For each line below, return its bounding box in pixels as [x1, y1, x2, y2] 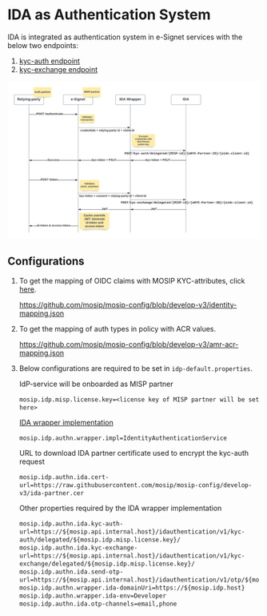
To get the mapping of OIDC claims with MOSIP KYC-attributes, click [18, 276, 245, 285]
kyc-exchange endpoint [18, 64, 98, 74]
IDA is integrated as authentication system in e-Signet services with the [7, 32, 243, 42]
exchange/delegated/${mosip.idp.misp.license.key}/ [18, 559, 195, 568]
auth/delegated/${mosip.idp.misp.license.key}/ [18, 535, 181, 544]
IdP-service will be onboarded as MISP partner [18, 379, 173, 389]
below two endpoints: [7, 40, 79, 50]
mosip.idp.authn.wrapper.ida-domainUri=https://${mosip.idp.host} [18, 583, 245, 592]
